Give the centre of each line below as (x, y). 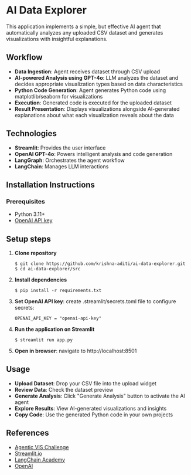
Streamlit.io (28, 453)
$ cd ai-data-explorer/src (47, 269)
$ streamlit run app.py (44, 340)
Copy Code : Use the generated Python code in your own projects (94, 415)
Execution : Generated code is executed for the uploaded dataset (93, 103)
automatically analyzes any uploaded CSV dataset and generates (85, 32)
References (28, 433)
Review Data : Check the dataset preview (64, 389)
